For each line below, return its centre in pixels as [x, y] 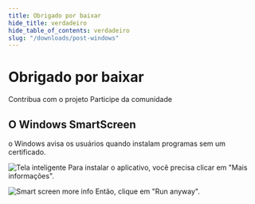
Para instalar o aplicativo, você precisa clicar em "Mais [157, 167]
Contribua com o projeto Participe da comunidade [90, 100]
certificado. [27, 152]
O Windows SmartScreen [73, 124]
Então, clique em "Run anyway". [148, 191]
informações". [31, 176]
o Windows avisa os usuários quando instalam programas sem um [117, 143]
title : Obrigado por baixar [55, 16]
